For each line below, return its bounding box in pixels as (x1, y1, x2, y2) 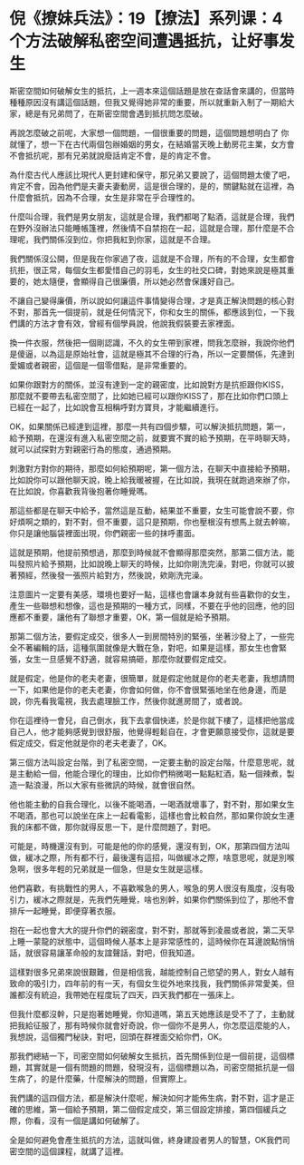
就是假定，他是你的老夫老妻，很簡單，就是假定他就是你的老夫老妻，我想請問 (9, 672, 295, 683)
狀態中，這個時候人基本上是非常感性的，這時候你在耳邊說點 (56, 935, 279, 946)
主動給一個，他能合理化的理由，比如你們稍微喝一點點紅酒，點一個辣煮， (16, 768, 287, 778)
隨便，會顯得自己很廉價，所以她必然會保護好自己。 (48, 276, 240, 287)
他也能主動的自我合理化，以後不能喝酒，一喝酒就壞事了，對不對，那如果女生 (9, 798, 295, 809)
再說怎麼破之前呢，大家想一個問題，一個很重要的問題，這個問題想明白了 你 (9, 127, 290, 138)
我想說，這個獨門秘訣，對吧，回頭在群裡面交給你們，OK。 (9, 1031, 228, 1042)
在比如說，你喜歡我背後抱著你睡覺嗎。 (9, 485, 152, 496)
